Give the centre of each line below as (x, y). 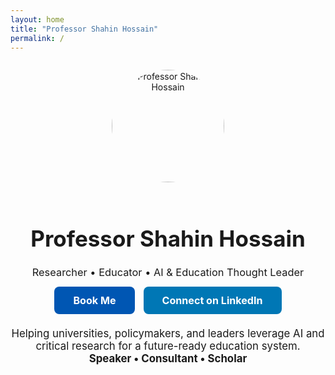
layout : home (37, 19)
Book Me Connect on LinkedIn (168, 300)
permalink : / (37, 38)
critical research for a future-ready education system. (168, 346)
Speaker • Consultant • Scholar (168, 359)
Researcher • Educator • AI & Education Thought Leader (168, 273)
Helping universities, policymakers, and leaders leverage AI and (168, 334)
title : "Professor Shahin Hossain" (84, 29)
